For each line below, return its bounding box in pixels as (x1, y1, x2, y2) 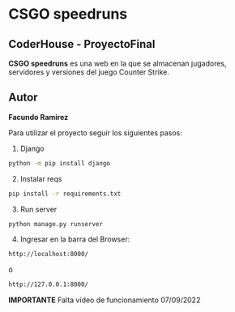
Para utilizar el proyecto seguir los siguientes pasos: (8, 127, 182, 138)
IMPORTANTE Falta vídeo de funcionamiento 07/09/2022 (8, 295, 201, 305)
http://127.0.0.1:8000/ (8, 280, 89, 288)
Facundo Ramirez (8, 112, 69, 122)
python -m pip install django (8, 159, 111, 167)
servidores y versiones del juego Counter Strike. (8, 67, 170, 77)
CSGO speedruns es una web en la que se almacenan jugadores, (8, 58, 227, 68)
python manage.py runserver (8, 220, 104, 228)
